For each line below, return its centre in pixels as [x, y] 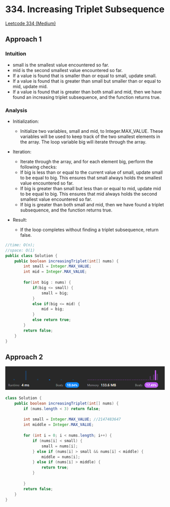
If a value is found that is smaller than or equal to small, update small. [84, 76]
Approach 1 [24, 39]
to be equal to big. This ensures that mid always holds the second [89, 194]
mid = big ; [53, 309]
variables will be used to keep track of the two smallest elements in [90, 136]
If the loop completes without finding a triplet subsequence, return [89, 230]
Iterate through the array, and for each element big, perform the [87, 161]
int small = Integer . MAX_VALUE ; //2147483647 [72, 419]
